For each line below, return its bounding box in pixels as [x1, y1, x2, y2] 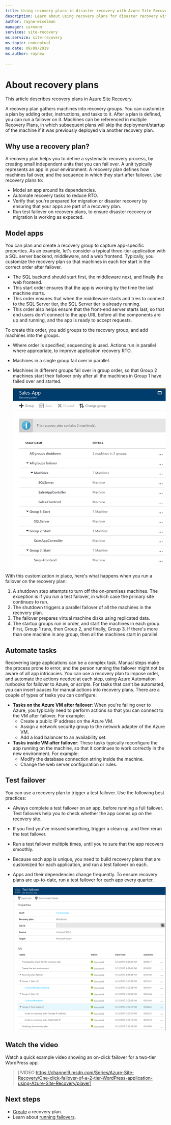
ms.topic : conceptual [5, 41, 51, 46]
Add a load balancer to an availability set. [20, 734, 107, 740]
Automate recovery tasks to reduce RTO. [12, 192, 98, 198]
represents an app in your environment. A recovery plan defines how [5, 166, 150, 172]
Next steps [5, 1095, 41, 1104]
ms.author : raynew [5, 51, 44, 56]
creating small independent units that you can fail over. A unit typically [5, 161, 153, 167]
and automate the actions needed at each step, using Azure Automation [5, 676, 156, 682]
